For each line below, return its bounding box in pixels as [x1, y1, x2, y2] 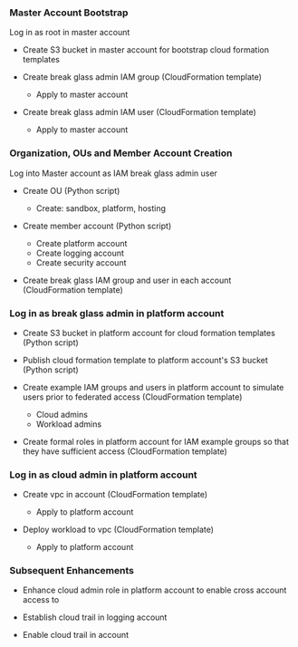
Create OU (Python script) [22, 185, 120, 196]
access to [22, 594, 60, 605]
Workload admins [35, 419, 102, 430]
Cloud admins [35, 409, 89, 420]
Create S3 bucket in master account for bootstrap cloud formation [22, 44, 270, 55]
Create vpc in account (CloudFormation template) [22, 489, 208, 500]
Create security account [35, 256, 127, 268]
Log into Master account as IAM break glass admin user [9, 168, 217, 179]
